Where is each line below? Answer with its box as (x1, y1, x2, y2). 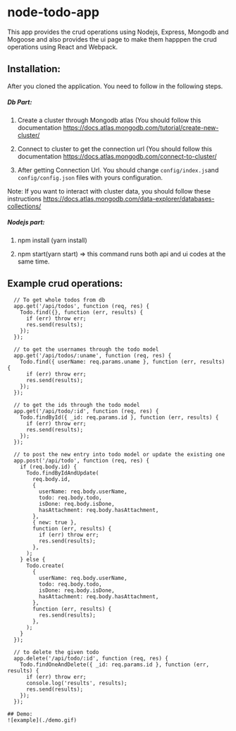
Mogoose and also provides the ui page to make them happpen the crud (7, 35, 217, 43)
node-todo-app (7, 4, 100, 20)
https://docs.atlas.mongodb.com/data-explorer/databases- (43, 194, 215, 203)
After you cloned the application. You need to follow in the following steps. (7, 82, 223, 90)
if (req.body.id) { (20, 463, 77, 470)
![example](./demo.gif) (7, 716, 77, 724)
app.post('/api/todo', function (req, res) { (13, 457, 150, 464)
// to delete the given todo (13, 648, 99, 655)
